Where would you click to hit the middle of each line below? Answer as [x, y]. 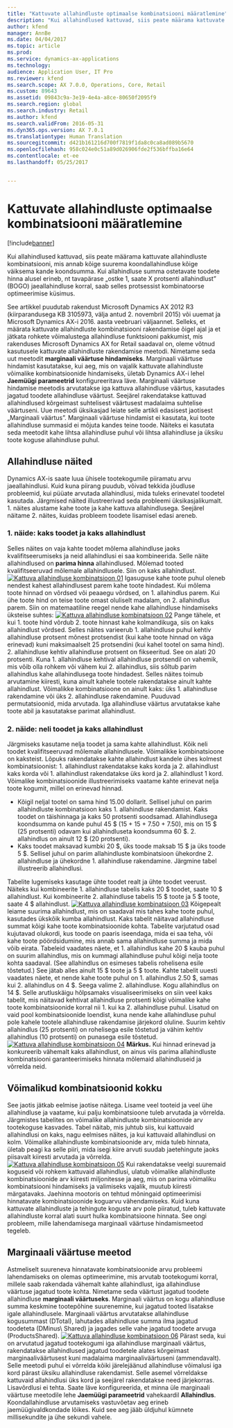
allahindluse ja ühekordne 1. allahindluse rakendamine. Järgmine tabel [117, 861]
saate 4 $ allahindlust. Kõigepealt [114, 904]
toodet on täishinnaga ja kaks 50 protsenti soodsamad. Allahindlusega [117, 817]
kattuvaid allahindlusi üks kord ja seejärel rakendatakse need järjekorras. [111, 1380]
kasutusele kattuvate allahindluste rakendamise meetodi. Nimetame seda [112, 351]
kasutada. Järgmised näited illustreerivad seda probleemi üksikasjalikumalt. [115, 501]
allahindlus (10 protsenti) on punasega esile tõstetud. [83, 1037]
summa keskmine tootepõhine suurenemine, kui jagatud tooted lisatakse [110, 1306]
